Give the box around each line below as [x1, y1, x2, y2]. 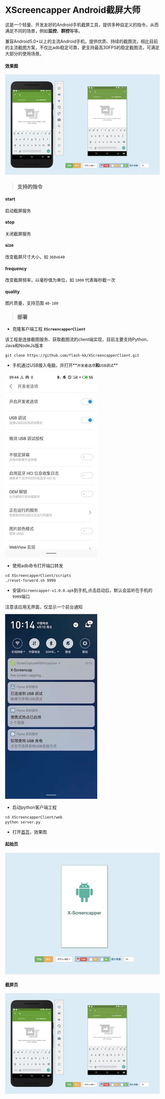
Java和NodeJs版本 [5, 342, 44, 348]
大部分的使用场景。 [5, 50, 44, 57]
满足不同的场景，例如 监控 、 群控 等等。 [5, 28, 82, 33]
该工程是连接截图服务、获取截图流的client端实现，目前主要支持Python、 [5, 336, 151, 342]
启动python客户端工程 [12, 804, 57, 810]
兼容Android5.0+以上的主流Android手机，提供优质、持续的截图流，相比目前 [5, 38, 158, 44]
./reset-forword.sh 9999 [5, 578, 56, 583]
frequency [5, 266, 27, 271]
